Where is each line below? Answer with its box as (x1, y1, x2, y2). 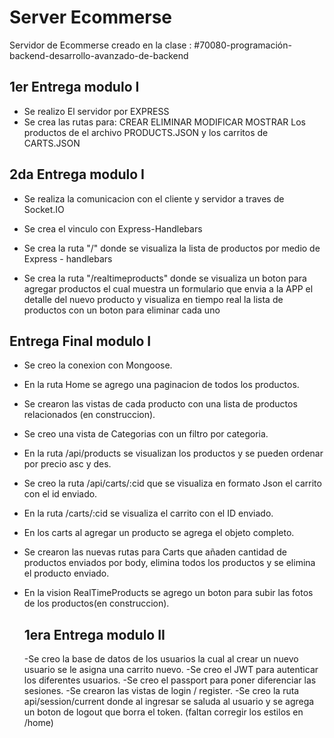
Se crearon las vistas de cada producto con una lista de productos (23, 398, 298, 410)
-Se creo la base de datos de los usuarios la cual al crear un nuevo (23, 653, 299, 665)
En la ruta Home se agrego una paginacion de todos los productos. (23, 379, 300, 391)
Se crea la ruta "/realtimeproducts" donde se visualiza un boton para (23, 272, 307, 284)
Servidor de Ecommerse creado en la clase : (9, 39, 192, 51)
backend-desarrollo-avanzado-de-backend (9, 49, 189, 61)
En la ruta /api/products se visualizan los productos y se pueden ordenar (23, 447, 324, 460)
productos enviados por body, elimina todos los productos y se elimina (23, 557, 316, 569)
